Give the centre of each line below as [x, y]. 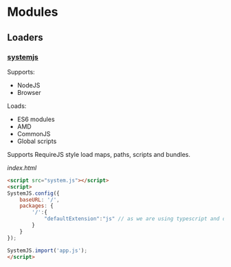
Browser [29, 92]
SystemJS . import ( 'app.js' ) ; [47, 250]
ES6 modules [36, 119]
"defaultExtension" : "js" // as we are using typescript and [132, 219]
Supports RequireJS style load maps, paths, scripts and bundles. [99, 154]
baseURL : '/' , [40, 200]
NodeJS [29, 85]
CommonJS [34, 133]
